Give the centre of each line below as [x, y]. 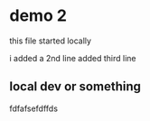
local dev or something [75, 87]
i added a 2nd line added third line [73, 58]
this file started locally [51, 41]
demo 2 [38, 16]
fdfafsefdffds [34, 108]
